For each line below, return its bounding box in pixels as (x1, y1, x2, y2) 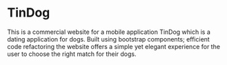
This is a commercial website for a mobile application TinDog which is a (7, 28, 210, 36)
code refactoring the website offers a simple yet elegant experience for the (7, 42, 221, 50)
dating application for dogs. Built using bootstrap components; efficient (7, 35, 210, 43)
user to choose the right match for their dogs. (7, 50, 137, 58)
